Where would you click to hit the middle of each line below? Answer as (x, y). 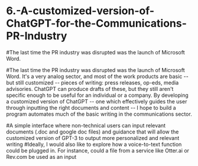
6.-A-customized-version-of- (80, 11)
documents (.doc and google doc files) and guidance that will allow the (92, 132)
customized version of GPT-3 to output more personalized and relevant (93, 138)
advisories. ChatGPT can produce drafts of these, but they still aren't (90, 89)
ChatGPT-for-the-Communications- (97, 23)
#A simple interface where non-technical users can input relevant (86, 125)
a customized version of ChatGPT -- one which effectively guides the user (97, 101)
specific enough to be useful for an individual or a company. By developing (98, 95)
